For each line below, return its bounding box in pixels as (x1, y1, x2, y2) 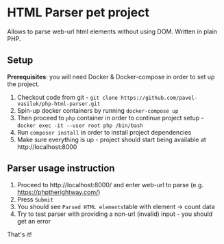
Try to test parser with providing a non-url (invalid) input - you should (16, 210, 213, 218)
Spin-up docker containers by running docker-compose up (16, 106, 179, 114)
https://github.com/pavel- (121, 94, 198, 101)
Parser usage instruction (7, 163, 115, 174)
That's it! (7, 230, 32, 239)
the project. (7, 80, 40, 88)
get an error (16, 217, 51, 225)
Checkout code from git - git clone (16, 93, 119, 101)
